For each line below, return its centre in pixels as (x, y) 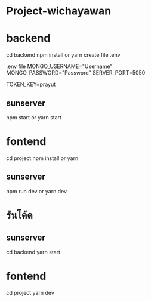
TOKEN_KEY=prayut (31, 84)
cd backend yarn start (33, 252)
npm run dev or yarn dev (37, 191)
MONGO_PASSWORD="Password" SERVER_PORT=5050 (76, 73)
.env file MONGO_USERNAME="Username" (59, 66)
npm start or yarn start (34, 117)
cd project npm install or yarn (42, 158)
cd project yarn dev (30, 292)
